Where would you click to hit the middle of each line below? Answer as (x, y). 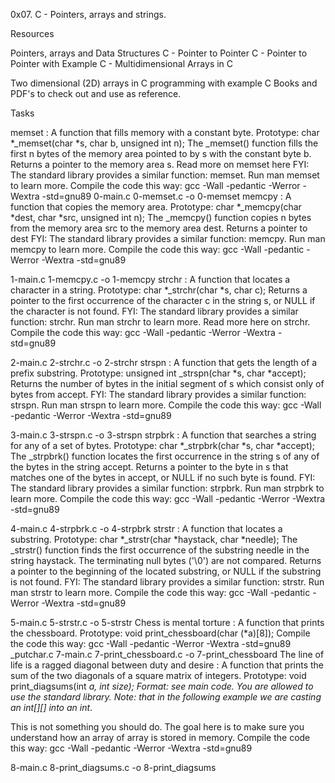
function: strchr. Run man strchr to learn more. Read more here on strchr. (160, 322)
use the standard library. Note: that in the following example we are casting (166, 697)
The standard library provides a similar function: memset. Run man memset (165, 175)
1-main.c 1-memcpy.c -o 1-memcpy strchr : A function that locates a (150, 279)
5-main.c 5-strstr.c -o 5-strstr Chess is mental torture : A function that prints (167, 622)
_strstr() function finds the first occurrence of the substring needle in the (160, 550)
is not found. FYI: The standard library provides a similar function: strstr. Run (167, 582)
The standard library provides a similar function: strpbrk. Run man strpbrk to (167, 488)
